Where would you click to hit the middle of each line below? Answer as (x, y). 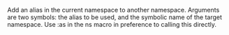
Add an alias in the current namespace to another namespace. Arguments (113, 10)
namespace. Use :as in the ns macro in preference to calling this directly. (112, 24)
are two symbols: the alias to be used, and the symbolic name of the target (114, 17)
